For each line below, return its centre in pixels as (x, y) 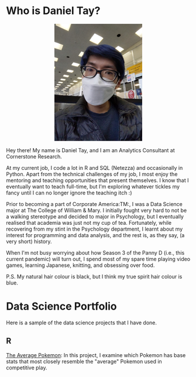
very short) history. (29, 241)
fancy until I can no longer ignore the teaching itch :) (69, 193)
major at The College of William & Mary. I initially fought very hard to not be (97, 210)
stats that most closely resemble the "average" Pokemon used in (84, 361)
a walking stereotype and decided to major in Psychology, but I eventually (95, 216)
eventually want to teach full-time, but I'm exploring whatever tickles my (93, 186)
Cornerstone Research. (34, 156)
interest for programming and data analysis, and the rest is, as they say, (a (95, 235)
